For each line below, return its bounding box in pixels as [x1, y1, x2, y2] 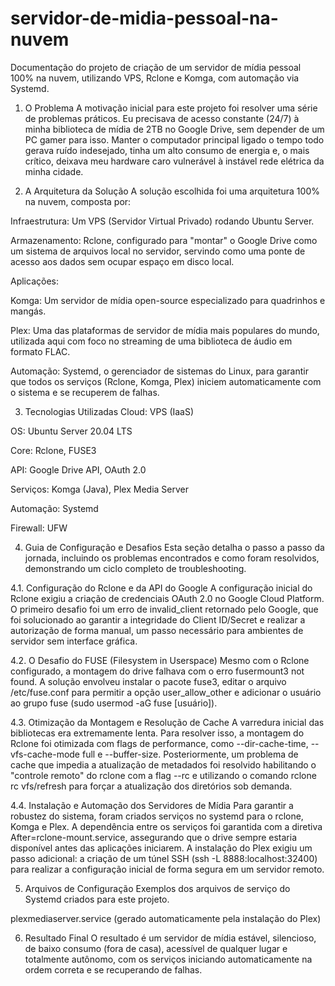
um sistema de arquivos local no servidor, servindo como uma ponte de [10, 245, 306, 257]
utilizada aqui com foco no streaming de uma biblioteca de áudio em [10, 335, 293, 347]
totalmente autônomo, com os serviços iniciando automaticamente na [24, 953, 313, 965]
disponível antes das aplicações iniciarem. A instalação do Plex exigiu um [10, 842, 313, 854]
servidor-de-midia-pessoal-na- [10, 7, 279, 30]
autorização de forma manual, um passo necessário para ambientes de [10, 624, 304, 636]
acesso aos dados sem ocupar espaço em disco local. [10, 255, 235, 267]
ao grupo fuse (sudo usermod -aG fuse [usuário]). [10, 697, 218, 709]
